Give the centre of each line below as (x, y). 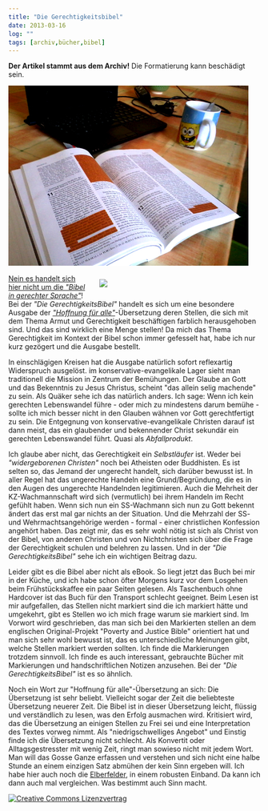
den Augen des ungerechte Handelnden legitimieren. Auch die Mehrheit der (133, 488)
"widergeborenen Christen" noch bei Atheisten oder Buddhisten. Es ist (124, 463)
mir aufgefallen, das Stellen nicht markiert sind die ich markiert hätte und (128, 606)
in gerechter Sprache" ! (46, 295)
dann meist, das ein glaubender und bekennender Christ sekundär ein (123, 430)
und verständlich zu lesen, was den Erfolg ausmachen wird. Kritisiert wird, (131, 715)
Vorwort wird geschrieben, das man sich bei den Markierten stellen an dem (132, 623)
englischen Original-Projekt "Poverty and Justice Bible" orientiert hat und (129, 632)
